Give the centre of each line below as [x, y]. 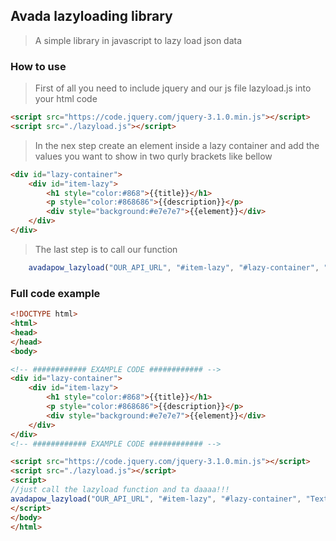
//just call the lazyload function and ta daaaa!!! [120, 490]
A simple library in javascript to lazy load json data [138, 40]
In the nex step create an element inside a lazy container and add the [177, 145]
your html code [66, 99]
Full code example [55, 293]
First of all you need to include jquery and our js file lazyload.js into [173, 88]
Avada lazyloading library [91, 16]
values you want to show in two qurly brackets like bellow [153, 156]
